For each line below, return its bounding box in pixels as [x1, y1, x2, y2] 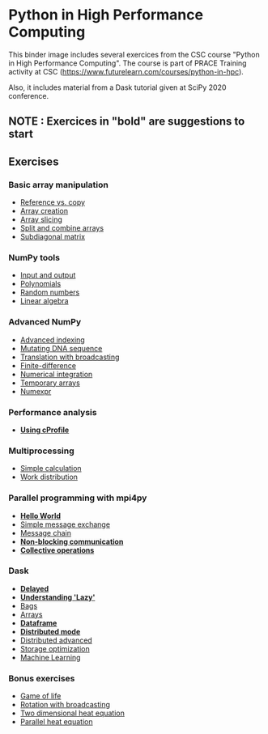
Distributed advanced [19, 635, 93, 645]
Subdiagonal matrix [19, 232, 86, 242]
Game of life [19, 691, 62, 701]
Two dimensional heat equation [19, 708, 125, 718]
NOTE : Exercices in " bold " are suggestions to [8, 115, 245, 129]
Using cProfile [19, 425, 70, 435]
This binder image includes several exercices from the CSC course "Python [8, 49, 261, 59]
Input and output [19, 270, 76, 280]
